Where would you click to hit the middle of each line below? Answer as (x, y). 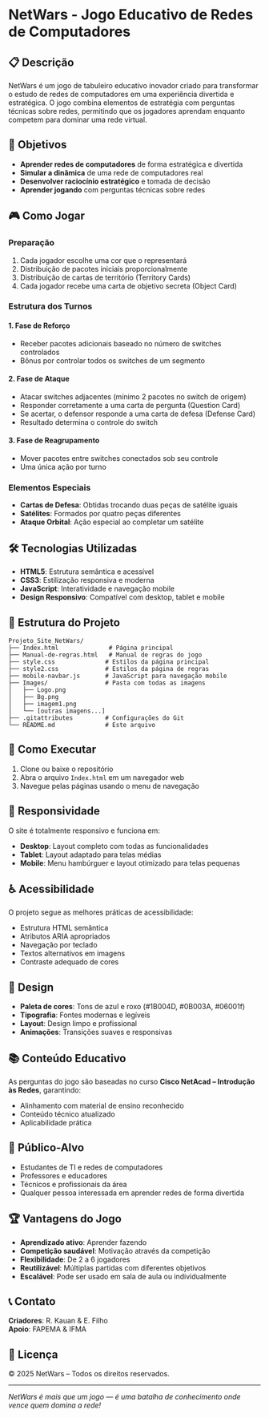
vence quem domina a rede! (55, 1405)
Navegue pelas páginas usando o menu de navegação (110, 786)
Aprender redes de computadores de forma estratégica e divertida (131, 164)
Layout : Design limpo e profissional (78, 1024)
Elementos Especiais (50, 487)
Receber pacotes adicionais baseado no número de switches (120, 343)
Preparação (31, 243)
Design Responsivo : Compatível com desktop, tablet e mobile (122, 597)
